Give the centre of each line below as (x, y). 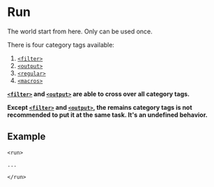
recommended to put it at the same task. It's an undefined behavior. (107, 115)
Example (26, 137)
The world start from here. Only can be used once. (80, 31)
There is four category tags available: (61, 44)
